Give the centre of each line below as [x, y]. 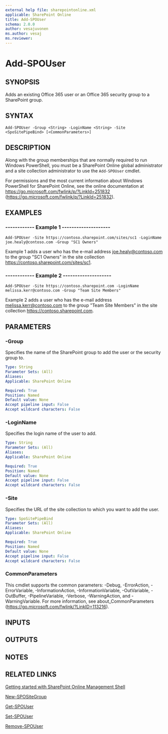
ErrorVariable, [20, 590]
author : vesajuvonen [27, 29]
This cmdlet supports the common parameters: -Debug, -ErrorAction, [78, 585]
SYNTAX [19, 116]
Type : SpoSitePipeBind [29, 519]
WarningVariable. [23, 601]
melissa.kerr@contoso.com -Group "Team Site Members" [63, 290]
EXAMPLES [24, 212]
